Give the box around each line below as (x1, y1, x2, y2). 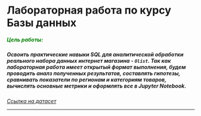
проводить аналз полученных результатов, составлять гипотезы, (7, 70, 181, 77)
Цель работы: (7, 36, 44, 43)
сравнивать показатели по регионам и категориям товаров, (7, 76, 166, 83)
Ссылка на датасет (7, 97, 57, 104)
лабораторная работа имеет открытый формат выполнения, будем (7, 63, 186, 71)
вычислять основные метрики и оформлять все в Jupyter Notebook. (7, 82, 187, 89)
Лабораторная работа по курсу (7, 4, 172, 17)
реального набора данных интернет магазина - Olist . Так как (7, 57, 171, 65)
